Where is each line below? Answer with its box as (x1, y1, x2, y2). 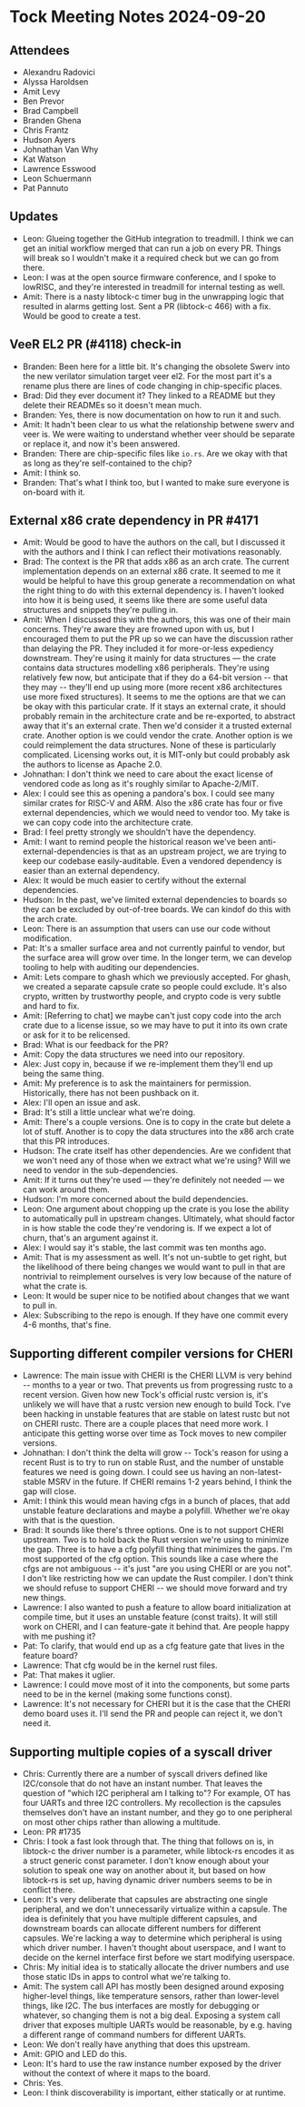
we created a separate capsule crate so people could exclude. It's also (22, 981, 288, 992)
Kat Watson (22, 154, 66, 165)
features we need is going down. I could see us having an (22, 1467, 239, 1478)
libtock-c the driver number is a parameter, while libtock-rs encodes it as (22, 1846, 295, 1857)
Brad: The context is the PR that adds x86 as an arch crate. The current (22, 557, 290, 567)
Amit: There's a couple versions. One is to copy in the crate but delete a (22, 1117, 291, 1128)
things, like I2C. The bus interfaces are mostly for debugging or (22, 2001, 261, 2012)
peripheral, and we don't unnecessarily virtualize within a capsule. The (22, 1903, 288, 1915)
